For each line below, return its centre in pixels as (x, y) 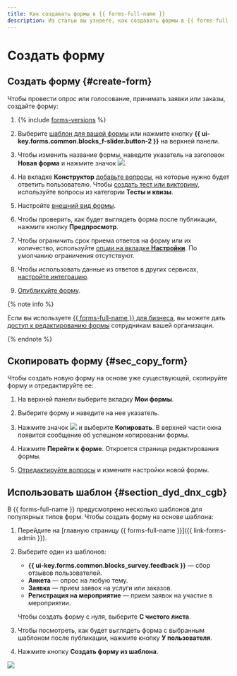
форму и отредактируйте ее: (50, 385)
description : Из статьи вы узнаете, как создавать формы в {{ (101, 21)
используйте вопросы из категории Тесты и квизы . (96, 192)
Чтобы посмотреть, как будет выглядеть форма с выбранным (111, 631)
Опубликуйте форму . (49, 290)
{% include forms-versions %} (62, 120)
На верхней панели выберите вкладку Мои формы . (96, 400)
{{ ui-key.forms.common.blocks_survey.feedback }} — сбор (119, 566)
